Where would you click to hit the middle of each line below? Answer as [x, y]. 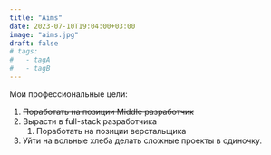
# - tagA [30, 60]
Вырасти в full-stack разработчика [89, 121]
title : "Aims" [36, 18]
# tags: [24, 52]
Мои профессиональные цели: [69, 94]
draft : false [34, 43]
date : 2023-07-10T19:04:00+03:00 [73, 26]
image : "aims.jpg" [44, 34]
